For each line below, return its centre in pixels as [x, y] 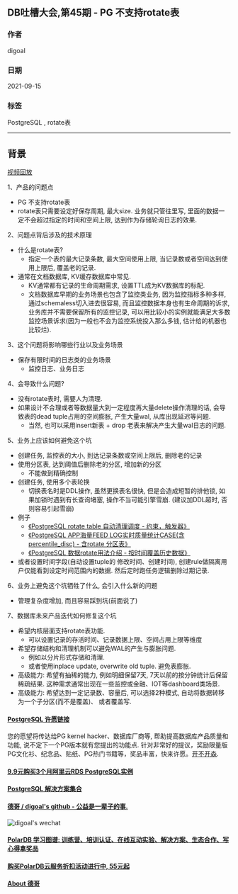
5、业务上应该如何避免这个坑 [50, 441]
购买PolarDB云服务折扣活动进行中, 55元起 [68, 866]
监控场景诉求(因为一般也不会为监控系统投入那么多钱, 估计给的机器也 [127, 321]
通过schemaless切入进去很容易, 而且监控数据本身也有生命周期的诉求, [129, 303]
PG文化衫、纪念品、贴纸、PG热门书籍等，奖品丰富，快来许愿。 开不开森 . [113, 754]
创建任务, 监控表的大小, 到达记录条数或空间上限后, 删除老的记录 [110, 456]
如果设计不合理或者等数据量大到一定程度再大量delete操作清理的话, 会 [118, 408]
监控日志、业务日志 [56, 369]
